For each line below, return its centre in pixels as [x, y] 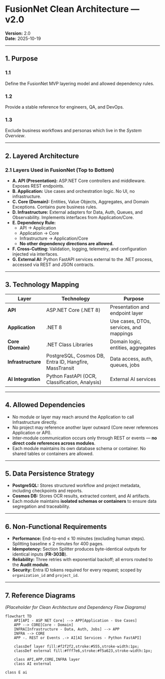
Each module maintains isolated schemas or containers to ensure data [84, 501]
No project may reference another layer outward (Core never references [85, 427]
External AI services [133, 379]
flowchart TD [18, 616]
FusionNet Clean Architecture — [72, 9]
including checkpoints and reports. [47, 491]
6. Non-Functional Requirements [56, 527]
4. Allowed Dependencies [45, 405]
